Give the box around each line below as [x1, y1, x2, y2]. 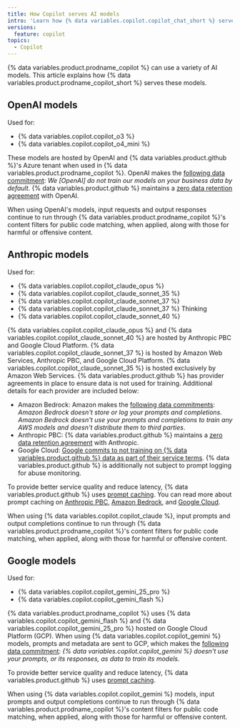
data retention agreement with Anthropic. [17, 438, 139, 447]
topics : [7, 37, 31, 44]
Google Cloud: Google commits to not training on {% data [17, 446, 188, 454]
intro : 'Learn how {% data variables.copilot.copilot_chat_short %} [7, 17, 216, 24]
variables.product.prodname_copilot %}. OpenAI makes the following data [7, 169, 225, 177]
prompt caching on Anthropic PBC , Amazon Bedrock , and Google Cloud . [7, 497, 221, 506]
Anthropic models [7, 249, 89, 261]
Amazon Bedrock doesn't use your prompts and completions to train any [17, 415, 233, 424]
